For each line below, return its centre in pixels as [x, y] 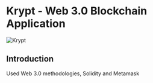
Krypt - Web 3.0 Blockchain [77, 11]
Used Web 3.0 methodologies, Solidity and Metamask [73, 73]
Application [36, 24]
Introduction [30, 59]
